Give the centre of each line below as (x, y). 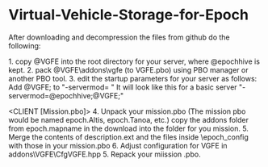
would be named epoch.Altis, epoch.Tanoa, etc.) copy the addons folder (128, 119)
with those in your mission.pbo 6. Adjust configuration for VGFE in (118, 145)
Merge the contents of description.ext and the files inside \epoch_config (128, 137)
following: (25, 45)
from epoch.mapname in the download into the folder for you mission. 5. (128, 128)
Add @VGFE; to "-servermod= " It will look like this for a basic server (123, 87)
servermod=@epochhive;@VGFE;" (66, 95)
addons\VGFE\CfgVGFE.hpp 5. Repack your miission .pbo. (105, 154)
